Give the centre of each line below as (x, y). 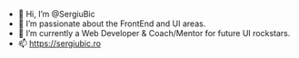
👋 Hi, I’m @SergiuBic (56, 14)
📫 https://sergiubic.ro (60, 43)
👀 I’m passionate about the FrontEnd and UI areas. (112, 24)
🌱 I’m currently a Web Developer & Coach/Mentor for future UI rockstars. (154, 33)
